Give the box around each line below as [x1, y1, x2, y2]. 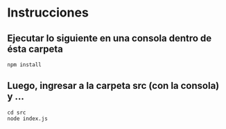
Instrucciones [7, 5, 89, 21]
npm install [7, 61, 42, 68]
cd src [7, 109, 26, 116]
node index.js [7, 115, 49, 122]
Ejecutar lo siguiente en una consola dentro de [7, 32, 212, 44]
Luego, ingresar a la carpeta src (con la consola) [7, 80, 220, 92]
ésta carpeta [7, 43, 64, 54]
